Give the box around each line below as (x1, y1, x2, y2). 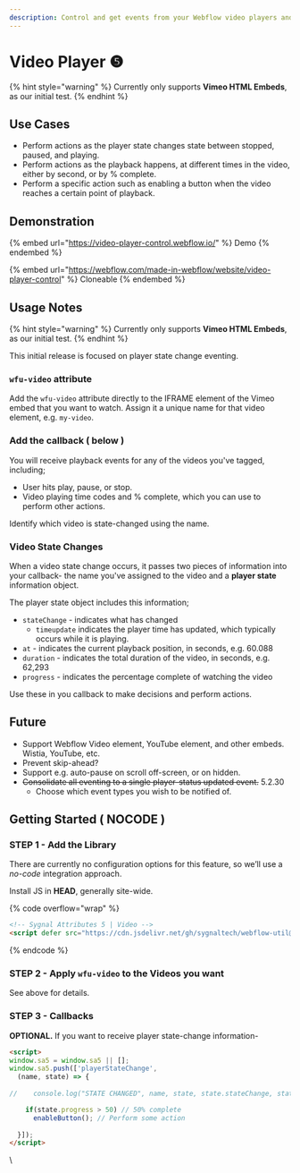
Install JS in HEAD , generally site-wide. (9, 886, 154, 897)
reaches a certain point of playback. (21, 188, 155, 199)
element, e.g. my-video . (9, 412, 95, 423)
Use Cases (9, 116, 71, 132)
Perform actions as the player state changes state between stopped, (21, 140, 275, 151)
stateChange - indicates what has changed (21, 614, 179, 625)
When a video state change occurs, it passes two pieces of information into (9, 560, 287, 571)
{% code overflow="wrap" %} (9, 903, 121, 914)
